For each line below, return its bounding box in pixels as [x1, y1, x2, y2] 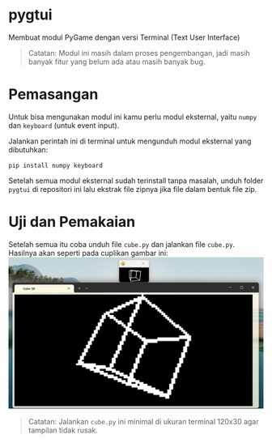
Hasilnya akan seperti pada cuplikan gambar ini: [8, 248, 168, 258]
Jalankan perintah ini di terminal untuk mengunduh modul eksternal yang [8, 136, 252, 146]
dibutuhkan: [8, 144, 49, 155]
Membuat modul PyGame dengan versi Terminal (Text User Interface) [8, 32, 240, 42]
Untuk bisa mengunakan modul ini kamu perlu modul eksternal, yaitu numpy [8, 112, 257, 121]
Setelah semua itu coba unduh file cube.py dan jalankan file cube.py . [8, 239, 236, 249]
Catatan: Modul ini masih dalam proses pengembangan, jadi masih [28, 48, 251, 58]
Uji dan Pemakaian [8, 213, 136, 232]
